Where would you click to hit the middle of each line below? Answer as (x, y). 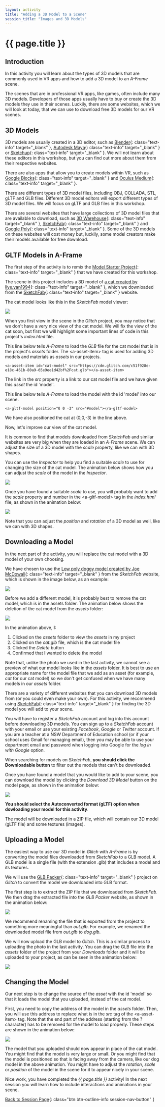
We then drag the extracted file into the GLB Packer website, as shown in (79, 897)
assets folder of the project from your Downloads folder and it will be (75, 952)
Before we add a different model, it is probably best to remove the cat (76, 598)
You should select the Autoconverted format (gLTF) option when (72, 804)
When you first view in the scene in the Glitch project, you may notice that (80, 321)
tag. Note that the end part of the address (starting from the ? (80, 1019)
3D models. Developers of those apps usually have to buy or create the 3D (81, 99)
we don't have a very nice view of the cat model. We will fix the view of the (81, 326)
